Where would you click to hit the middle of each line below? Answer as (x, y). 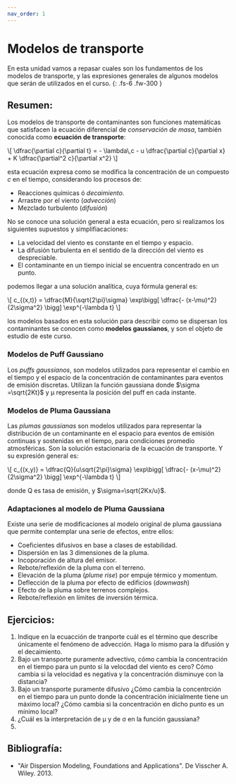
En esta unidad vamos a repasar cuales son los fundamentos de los (105, 68)
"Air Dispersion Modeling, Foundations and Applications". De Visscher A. (123, 766)
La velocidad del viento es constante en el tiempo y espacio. (105, 243)
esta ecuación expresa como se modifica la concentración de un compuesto (118, 172)
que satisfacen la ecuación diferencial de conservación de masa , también (114, 130)
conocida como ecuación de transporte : (67, 137)
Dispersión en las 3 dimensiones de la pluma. (83, 553)
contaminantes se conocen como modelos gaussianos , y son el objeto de (115, 329)
